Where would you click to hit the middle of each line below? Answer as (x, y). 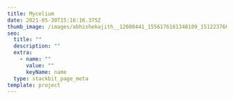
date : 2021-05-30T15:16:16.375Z (54, 20)
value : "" (40, 66)
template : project (34, 85)
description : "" (37, 46)
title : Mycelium (31, 14)
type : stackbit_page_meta (51, 78)
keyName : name (46, 72)
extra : (23, 53)
